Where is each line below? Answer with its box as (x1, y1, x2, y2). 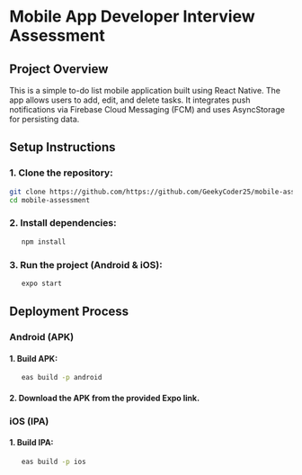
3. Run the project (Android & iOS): (9, 258, 164, 271)
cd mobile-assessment (9, 195, 91, 204)
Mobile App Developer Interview (9, 6, 255, 27)
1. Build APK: (9, 353, 58, 363)
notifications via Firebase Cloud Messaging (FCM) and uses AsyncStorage (9, 104, 286, 114)
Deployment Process (9, 304, 129, 319)
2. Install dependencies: (9, 217, 117, 229)
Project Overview (9, 61, 109, 76)
